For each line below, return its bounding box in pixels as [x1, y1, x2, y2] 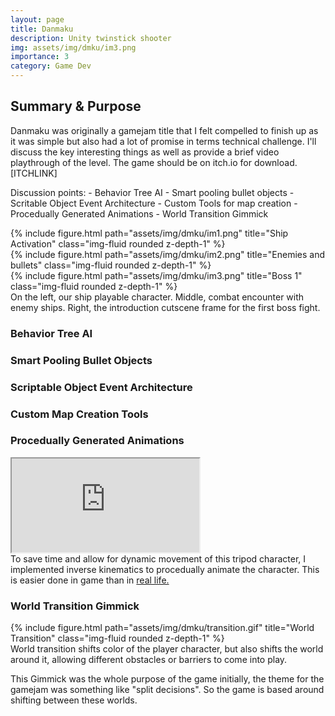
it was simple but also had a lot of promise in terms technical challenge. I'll [10, 135, 317, 147]
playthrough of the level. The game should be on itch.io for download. [10, 156, 298, 168]
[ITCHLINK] [10, 167, 58, 179]
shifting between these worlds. [10, 694, 138, 706]
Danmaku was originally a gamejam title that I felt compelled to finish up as [10, 124, 319, 136]
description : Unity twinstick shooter [10, 33, 172, 43]
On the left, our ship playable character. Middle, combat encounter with [10, 291, 305, 303]
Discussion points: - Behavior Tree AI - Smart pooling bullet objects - [10, 186, 295, 198]
